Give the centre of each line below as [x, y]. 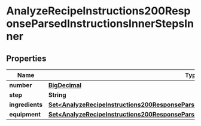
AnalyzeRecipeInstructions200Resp [98, 11]
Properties [26, 58]
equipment [25, 114]
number [21, 85]
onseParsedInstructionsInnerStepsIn [100, 24]
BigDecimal [65, 85]
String [57, 95]
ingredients [26, 105]
